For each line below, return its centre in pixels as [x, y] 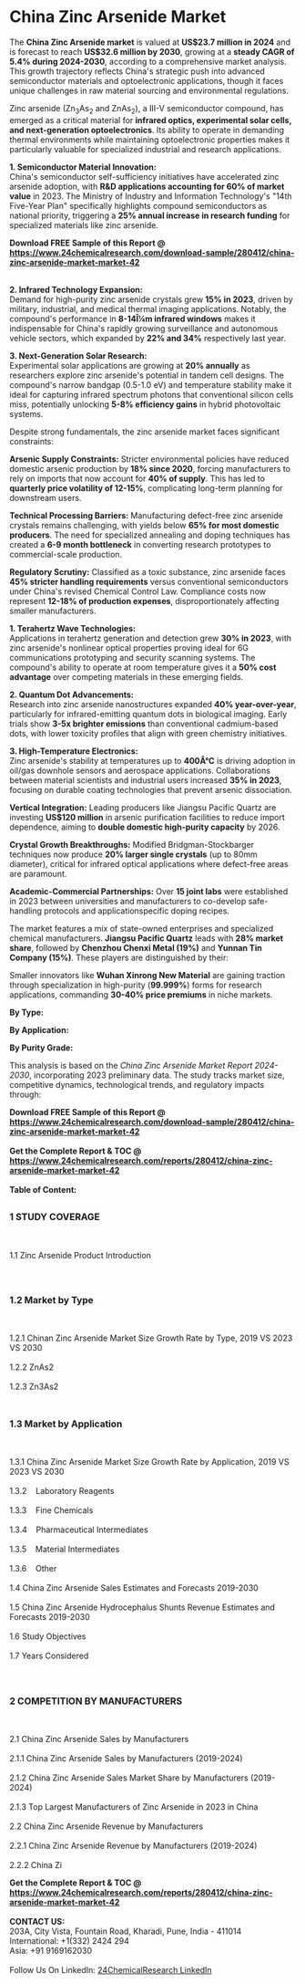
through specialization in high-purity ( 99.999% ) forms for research [136, 985]
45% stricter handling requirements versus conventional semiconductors [149, 581]
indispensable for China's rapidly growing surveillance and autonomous [144, 328]
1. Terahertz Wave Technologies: [73, 628]
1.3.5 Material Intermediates [65, 1550]
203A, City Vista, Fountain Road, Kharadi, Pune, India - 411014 [126, 1931]
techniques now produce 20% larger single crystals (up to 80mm [133, 854]
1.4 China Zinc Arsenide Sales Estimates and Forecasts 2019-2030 [134, 1588]
